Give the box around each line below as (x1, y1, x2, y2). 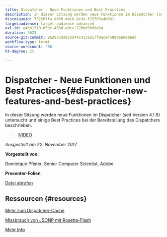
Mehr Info (5, 227, 25, 233)
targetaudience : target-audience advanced (5, 21, 94, 26)
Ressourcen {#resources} (5, 194, 87, 203)
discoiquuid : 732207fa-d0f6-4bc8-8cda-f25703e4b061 (5, 16, 114, 21)
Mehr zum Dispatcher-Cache (5, 208, 65, 214)
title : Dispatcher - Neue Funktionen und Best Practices (5, 7, 126, 12)
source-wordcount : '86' (5, 44, 55, 49)
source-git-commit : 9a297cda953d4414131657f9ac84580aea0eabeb (5, 35, 137, 40)
